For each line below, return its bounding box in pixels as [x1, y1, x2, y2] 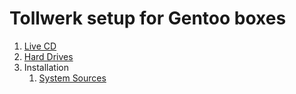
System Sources [38, 72, 107, 84]
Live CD [23, 40, 57, 52]
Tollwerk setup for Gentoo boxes [9, 7, 287, 30]
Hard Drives [23, 50, 74, 62]
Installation [23, 61, 70, 73]
